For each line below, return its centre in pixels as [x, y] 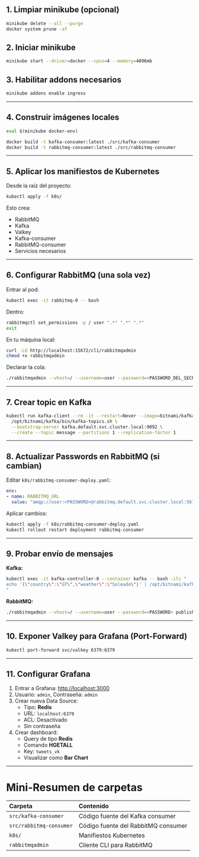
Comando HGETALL [48, 745]
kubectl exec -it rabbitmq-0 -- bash [53, 300]
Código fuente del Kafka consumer [127, 816]
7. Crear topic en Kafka [49, 402]
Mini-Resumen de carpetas [75, 787]
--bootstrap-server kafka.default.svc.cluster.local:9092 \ [87, 427]
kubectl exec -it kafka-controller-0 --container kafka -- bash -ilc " [96, 579]
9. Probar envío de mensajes [60, 554]
